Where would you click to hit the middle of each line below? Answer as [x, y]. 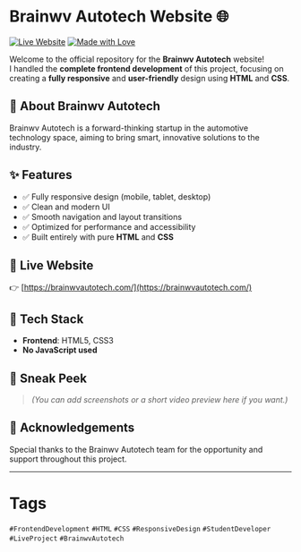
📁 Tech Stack [47, 319]
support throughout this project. [68, 459]
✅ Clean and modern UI [66, 207]
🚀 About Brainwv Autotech [85, 106]
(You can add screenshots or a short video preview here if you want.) [159, 399]
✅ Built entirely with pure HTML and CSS [98, 237]
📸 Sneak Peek [48, 378]
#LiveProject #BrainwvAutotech [67, 539]
